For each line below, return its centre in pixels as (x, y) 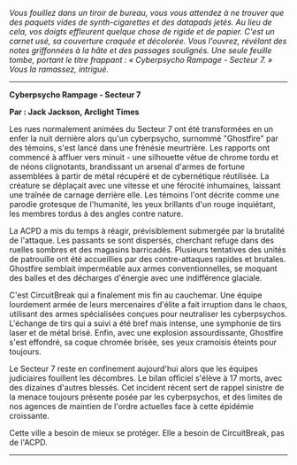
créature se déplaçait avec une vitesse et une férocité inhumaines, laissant (145, 186)
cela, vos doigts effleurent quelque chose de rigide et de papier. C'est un (142, 31)
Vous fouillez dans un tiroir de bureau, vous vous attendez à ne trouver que (147, 13)
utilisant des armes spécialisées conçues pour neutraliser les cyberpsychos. (148, 314)
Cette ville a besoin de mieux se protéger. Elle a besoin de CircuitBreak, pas (147, 433)
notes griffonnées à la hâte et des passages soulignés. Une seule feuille (141, 50)
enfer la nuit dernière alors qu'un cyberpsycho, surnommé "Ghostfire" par (144, 138)
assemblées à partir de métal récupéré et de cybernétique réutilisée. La (139, 176)
